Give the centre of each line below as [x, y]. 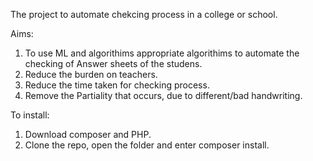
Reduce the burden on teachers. [91, 74]
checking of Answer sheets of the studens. [113, 63]
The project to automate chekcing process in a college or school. [144, 14]
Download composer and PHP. [88, 134]
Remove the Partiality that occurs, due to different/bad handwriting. [163, 95]
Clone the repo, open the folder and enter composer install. [147, 145]
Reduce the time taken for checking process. [117, 85]
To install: [30, 115]
